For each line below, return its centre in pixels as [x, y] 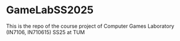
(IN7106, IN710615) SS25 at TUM [46, 32]
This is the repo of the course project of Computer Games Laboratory [90, 26]
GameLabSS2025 [50, 10]
